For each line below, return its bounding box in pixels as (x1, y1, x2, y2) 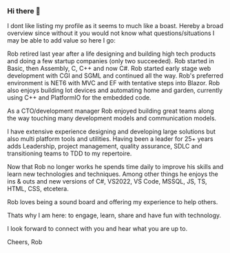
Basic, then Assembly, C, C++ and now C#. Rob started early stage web (7, 65, 211, 73)
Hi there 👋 (7, 6, 41, 16)
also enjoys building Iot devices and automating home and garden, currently (7, 86, 223, 95)
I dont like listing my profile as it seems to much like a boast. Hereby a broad (7, 22, 224, 30)
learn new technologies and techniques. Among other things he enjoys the (7, 170, 218, 178)
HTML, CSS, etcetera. (7, 185, 69, 193)
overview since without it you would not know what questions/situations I (7, 29, 215, 37)
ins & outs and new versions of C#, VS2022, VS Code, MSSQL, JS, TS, (7, 177, 208, 186)
